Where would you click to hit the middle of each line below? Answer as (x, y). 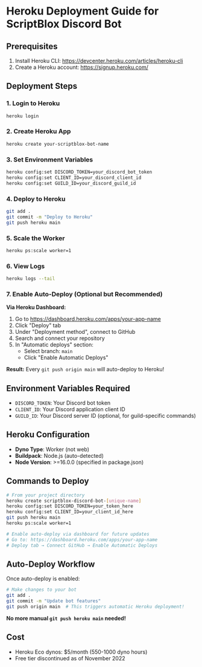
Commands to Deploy (48, 481)
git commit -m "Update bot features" (54, 601)
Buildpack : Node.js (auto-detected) (59, 455)
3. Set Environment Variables (50, 160)
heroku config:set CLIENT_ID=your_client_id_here (70, 512)
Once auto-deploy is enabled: (43, 579)
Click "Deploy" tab (38, 325)
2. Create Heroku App (39, 131)
